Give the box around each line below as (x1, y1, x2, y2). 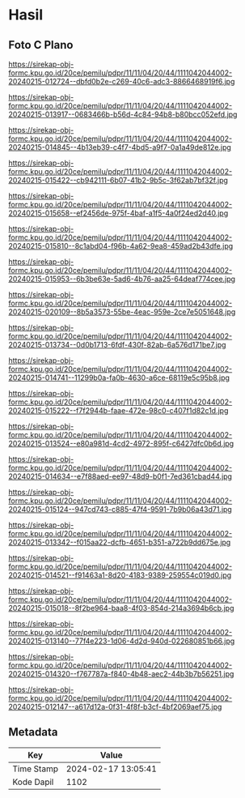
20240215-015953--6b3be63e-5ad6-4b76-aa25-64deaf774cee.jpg (8, 274, 236, 284)
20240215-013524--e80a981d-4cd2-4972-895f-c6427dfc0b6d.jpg (8, 439, 234, 448)
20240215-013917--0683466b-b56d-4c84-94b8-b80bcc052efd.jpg (8, 109, 238, 119)
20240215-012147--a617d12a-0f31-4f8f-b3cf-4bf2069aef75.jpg (8, 702, 222, 711)
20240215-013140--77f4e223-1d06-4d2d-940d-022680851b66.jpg (8, 636, 235, 646)
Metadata (8, 725, 58, 739)
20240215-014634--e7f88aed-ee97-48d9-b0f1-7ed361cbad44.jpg (8, 472, 233, 481)
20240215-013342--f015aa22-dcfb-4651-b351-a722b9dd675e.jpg (8, 537, 231, 547)
